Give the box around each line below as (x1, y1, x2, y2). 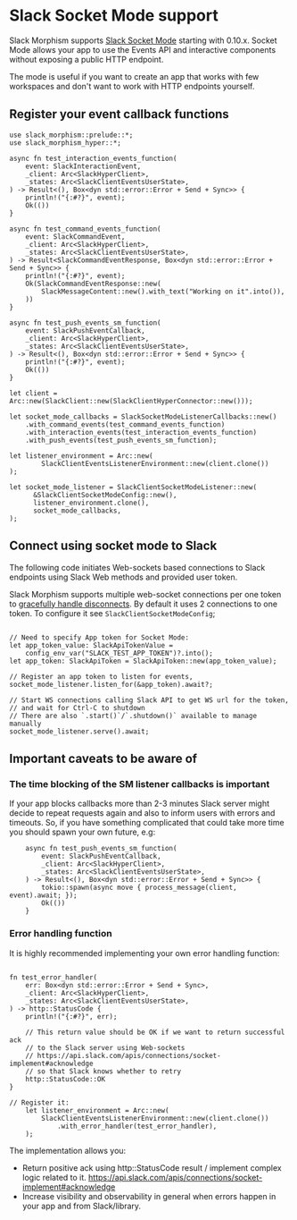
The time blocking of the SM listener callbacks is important (9, 777, 270, 790)
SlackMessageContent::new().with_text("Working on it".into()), (41, 287, 285, 296)
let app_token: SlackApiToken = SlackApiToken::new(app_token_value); (9, 657, 277, 665)
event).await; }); (9, 891, 78, 900)
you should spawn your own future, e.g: (9, 826, 156, 837)
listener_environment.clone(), (32, 498, 150, 507)
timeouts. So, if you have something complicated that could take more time (9, 818, 285, 828)
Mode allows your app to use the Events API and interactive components (9, 44, 276, 55)
